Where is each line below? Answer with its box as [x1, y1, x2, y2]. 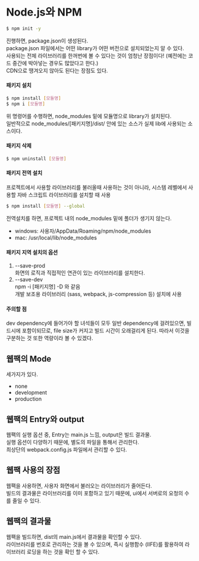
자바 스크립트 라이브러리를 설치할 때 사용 [17, 192, 111, 199]
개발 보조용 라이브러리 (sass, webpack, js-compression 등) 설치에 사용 [14, 291, 182, 298]
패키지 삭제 [6, 142, 31, 149]
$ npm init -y [6, 25, 42, 32]
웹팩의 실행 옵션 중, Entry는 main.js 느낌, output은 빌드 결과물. [6, 431, 151, 438]
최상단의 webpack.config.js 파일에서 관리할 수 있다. [6, 446, 127, 453]
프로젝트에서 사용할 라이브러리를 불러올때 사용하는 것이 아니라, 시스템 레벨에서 [6, 184, 187, 191]
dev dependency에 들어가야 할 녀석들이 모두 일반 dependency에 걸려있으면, [6, 320, 186, 327]
